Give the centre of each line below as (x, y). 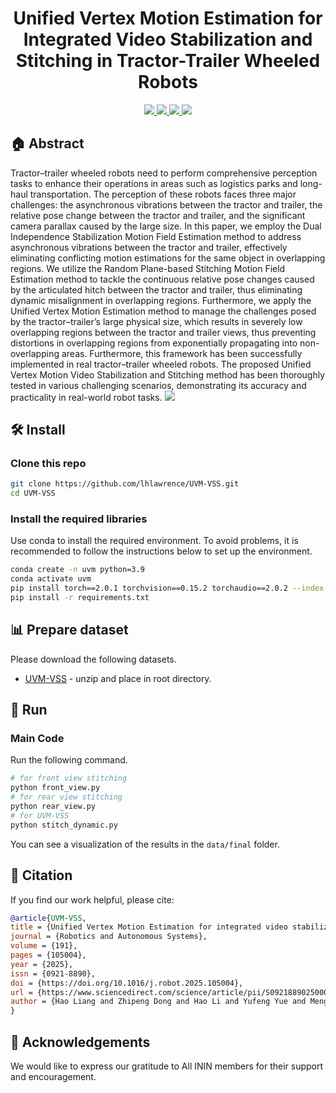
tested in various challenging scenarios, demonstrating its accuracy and (158, 385)
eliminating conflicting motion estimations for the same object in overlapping (168, 258)
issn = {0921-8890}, (53, 973)
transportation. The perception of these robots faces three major (163, 194)
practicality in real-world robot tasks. (86, 397)
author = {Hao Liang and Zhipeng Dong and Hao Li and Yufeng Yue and (158, 1002)
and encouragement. (53, 1076)
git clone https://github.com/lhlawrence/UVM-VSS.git (125, 484)
